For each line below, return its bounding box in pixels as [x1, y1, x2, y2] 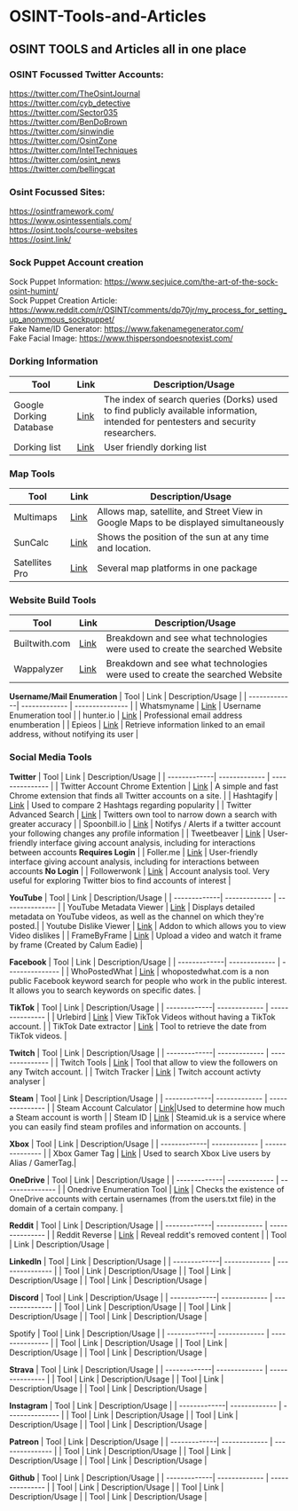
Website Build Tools [9, 594, 97, 606]
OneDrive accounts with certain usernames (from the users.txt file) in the [9, 1193, 277, 1204]
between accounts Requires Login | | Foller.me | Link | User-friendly [9, 846, 259, 857]
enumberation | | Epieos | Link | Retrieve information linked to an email [9, 720, 266, 730]
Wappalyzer [13, 663, 64, 675]
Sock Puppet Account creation [9, 256, 145, 269]
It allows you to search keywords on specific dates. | [9, 985, 201, 996]
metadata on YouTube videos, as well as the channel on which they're [9, 911, 264, 922]
